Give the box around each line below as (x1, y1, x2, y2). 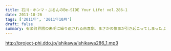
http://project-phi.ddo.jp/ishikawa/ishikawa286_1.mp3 (5, 40, 119, 46)
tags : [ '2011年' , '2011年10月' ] (5, 17, 72, 22)
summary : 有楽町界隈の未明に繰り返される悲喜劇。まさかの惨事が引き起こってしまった (5, 26, 163, 31)
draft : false (5, 21, 33, 27)
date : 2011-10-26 (5, 12, 42, 17)
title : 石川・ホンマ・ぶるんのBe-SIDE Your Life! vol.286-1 (5, 7, 128, 13)
